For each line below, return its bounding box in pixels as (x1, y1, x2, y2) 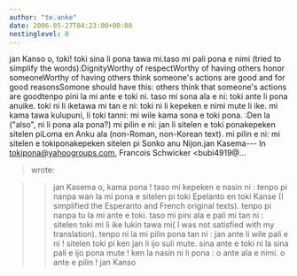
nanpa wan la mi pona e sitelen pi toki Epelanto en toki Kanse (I (52, 191, 284, 202)
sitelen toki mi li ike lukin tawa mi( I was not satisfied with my (52, 219, 275, 230)
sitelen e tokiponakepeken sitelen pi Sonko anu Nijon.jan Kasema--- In (9, 138, 266, 149)
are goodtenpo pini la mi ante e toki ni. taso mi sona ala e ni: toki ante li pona (9, 91, 288, 102)
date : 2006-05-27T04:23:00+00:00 (9, 21, 133, 30)
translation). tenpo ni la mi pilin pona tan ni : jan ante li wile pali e (52, 229, 289, 240)
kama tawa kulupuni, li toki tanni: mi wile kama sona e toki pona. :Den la (9, 110, 270, 120)
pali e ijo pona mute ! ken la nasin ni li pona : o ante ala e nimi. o (52, 248, 285, 258)
